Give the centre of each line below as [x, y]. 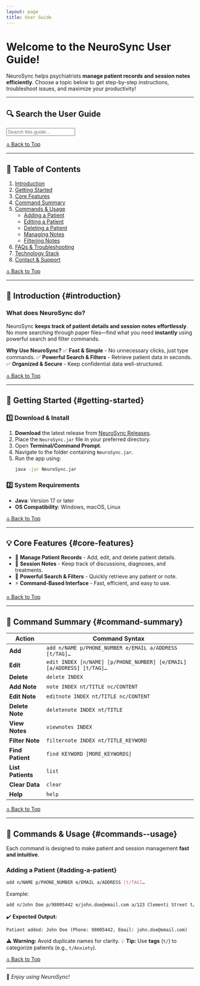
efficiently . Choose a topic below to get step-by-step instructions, [88, 82]
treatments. [29, 570]
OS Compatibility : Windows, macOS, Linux [68, 507]
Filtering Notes [42, 241]
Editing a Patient [44, 222]
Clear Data [25, 785]
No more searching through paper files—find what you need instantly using [99, 332]
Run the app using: [38, 458]
